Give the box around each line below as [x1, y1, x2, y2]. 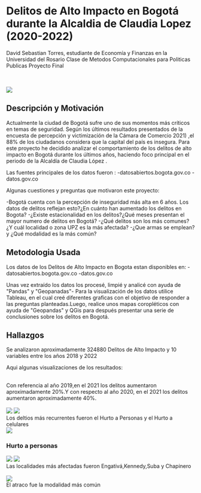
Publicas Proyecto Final [6, 62, 64, 69]
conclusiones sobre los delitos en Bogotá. [6, 313, 109, 320]
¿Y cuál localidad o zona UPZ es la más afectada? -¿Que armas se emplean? [6, 223, 195, 231]
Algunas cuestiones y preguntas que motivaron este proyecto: [6, 186, 160, 194]
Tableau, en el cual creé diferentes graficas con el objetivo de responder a [6, 294, 190, 301]
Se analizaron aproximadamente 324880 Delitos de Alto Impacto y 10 [6, 346, 177, 353]
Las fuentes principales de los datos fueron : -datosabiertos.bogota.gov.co [6, 169, 191, 176]
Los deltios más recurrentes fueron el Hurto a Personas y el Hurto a [6, 414, 173, 422]
